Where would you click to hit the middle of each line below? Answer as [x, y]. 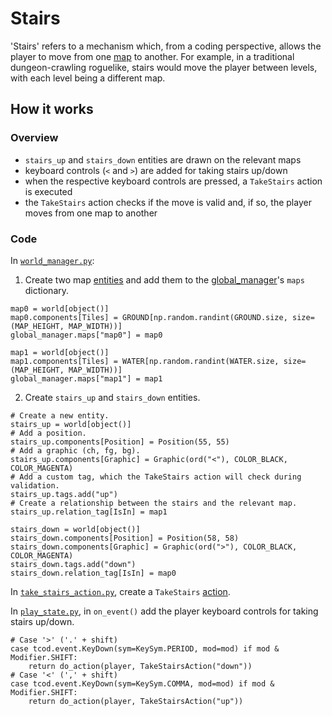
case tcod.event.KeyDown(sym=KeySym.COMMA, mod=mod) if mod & [142, 683]
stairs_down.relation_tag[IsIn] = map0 [93, 573]
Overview [34, 138]
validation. [35, 485]
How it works [52, 109]
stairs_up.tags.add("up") [64, 494]
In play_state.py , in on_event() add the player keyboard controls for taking [164, 611]
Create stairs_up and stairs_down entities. [112, 397]
